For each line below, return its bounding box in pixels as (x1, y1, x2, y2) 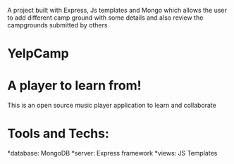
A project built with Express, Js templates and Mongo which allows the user (7, 6, 228, 14)
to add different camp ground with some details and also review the (7, 13, 204, 22)
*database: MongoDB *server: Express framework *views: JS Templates (7, 149, 218, 158)
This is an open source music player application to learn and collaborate (7, 101, 216, 110)
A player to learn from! (7, 77, 142, 94)
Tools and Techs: (7, 126, 109, 141)
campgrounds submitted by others (7, 21, 108, 29)
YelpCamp (7, 46, 69, 62)
